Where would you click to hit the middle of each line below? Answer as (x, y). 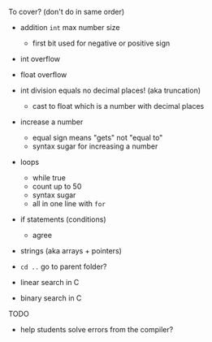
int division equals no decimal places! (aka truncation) (110, 90)
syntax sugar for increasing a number (95, 146)
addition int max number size (70, 27)
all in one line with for (69, 203)
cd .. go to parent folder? (63, 266)
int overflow (40, 59)
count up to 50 (57, 186)
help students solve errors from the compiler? (97, 329)
